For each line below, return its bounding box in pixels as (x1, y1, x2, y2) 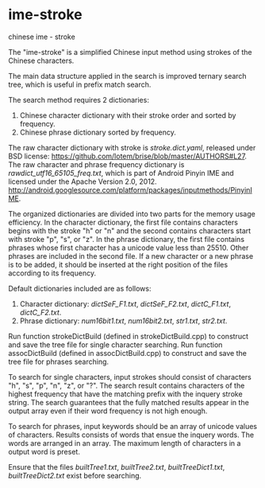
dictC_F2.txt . (19, 307, 62, 317)
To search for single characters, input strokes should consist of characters (8, 372, 252, 381)
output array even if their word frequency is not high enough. (8, 406, 208, 416)
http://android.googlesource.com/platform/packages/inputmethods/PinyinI (8, 185, 252, 194)
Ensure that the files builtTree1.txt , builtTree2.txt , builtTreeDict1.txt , (8, 462, 225, 471)
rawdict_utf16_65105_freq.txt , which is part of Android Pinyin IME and (8, 168, 234, 178)
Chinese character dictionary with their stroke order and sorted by (19, 110, 236, 120)
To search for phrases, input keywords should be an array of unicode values (8, 421, 258, 431)
